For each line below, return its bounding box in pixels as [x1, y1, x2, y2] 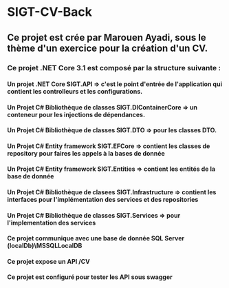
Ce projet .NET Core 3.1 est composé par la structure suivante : [7, 63, 221, 72]
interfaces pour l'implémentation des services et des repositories [7, 196, 199, 204]
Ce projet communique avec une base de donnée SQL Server [7, 234, 184, 243]
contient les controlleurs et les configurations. [7, 88, 143, 96]
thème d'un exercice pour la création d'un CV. [7, 42, 208, 54]
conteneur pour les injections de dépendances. [7, 110, 146, 119]
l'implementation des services [7, 218, 96, 227]
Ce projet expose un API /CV [7, 257, 91, 265]
